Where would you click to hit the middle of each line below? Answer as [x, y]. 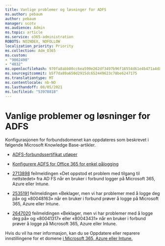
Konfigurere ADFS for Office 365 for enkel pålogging [65, 164]
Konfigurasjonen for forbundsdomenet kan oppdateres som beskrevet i [77, 140]
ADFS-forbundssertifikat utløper [45, 154]
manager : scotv [21, 23]
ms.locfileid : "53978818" [31, 92]
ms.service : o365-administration [39, 37]
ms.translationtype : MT [29, 78]
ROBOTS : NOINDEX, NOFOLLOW [33, 42]
